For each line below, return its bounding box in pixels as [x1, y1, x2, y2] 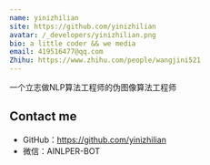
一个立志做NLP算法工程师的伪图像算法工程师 [9, 82, 177, 92]
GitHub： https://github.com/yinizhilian [22, 134, 166, 145]
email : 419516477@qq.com [9, 47, 104, 57]
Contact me [9, 108, 77, 124]
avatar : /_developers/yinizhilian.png [9, 30, 156, 39]
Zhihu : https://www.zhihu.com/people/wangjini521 [9, 56, 202, 65]
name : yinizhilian [9, 13, 79, 23]
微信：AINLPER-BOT [22, 145, 100, 156]
